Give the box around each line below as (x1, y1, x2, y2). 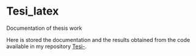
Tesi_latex (6, 4, 59, 18)
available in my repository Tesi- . (6, 43, 87, 50)
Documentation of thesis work (6, 24, 82, 32)
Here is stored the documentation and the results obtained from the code (6, 36, 191, 43)
